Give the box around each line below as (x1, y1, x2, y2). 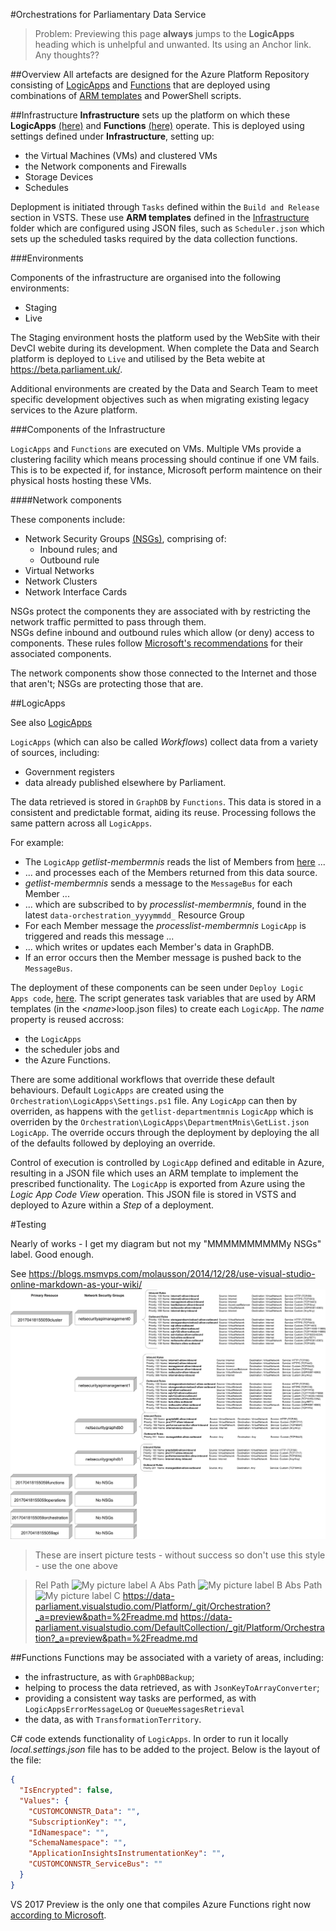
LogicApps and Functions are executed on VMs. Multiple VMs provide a (10, 443, 302, 454)
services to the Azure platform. (10, 404, 138, 416)
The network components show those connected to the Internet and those (10, 667, 317, 679)
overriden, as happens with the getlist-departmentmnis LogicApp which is (10, 1105, 314, 1117)
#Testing (10, 1219, 47, 1230)
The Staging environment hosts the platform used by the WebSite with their (10, 332, 321, 343)
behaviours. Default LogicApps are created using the (10, 1084, 225, 1096)
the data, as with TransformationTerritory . (24, 1714, 202, 1726)
